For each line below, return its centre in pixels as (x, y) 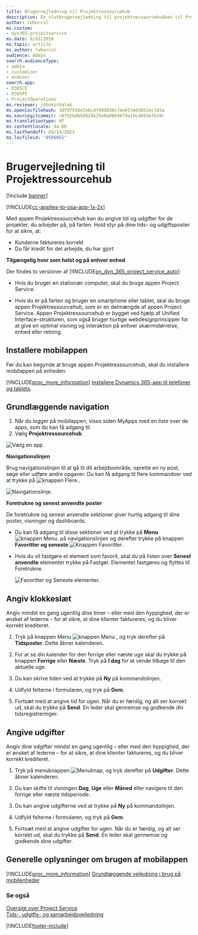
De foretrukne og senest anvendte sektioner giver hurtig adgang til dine (93, 515)
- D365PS (17, 94)
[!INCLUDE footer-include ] (37, 926)
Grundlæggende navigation (58, 407)
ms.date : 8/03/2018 (30, 39)
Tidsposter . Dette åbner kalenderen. (59, 643)
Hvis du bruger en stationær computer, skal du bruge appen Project (97, 283)
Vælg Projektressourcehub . (49, 434)
